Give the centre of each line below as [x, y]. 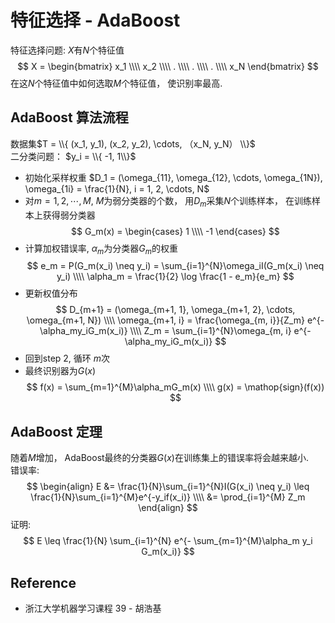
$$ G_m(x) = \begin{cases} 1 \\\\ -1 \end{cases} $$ [175, 231]
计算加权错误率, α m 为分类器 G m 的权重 [101, 249]
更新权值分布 [51, 293]
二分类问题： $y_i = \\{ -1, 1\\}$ [73, 156]
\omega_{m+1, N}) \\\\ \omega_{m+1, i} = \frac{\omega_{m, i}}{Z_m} [165, 320]
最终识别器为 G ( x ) [60, 371]
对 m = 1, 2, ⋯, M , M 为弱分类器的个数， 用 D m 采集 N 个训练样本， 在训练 [168, 201]
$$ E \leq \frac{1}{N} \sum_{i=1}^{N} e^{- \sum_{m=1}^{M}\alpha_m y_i [168, 541]
